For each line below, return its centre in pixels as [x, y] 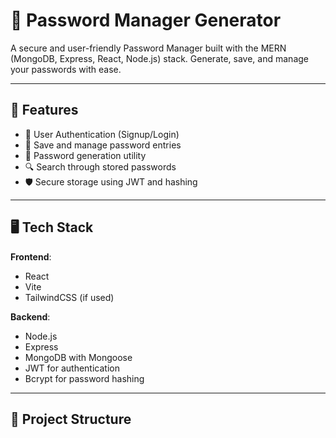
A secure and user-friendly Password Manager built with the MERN [148, 48]
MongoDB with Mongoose [78, 357]
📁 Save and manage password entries [103, 145]
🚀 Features [44, 110]
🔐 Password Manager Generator [146, 20]
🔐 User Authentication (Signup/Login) [102, 134]
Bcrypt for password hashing [84, 378]
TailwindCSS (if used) [69, 297]
